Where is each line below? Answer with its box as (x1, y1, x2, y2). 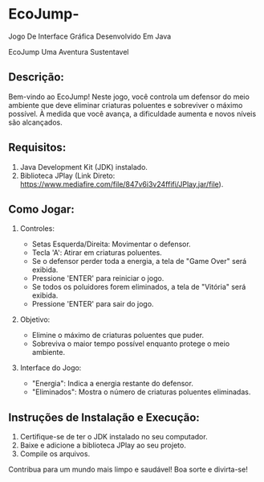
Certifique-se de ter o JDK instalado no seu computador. (19, 432, 208, 442)
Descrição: (8, 70, 64, 84)
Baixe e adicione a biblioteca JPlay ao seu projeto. (19, 440, 186, 451)
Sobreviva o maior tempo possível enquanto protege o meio (31, 339, 230, 348)
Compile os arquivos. (19, 449, 91, 459)
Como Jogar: (8, 202, 75, 216)
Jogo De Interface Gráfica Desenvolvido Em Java (8, 31, 172, 41)
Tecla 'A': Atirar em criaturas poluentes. (31, 248, 162, 257)
